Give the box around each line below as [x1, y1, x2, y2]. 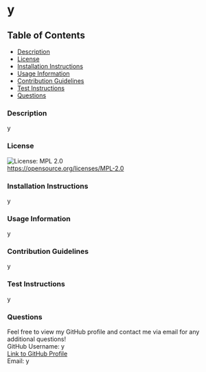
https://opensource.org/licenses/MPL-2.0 [7, 164, 124, 172]
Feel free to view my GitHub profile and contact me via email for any [7, 328, 200, 336]
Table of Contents [7, 30, 86, 41]
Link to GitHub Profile [7, 349, 68, 358]
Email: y [7, 357, 30, 365]
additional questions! [7, 335, 67, 343]
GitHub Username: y [7, 342, 65, 351]
